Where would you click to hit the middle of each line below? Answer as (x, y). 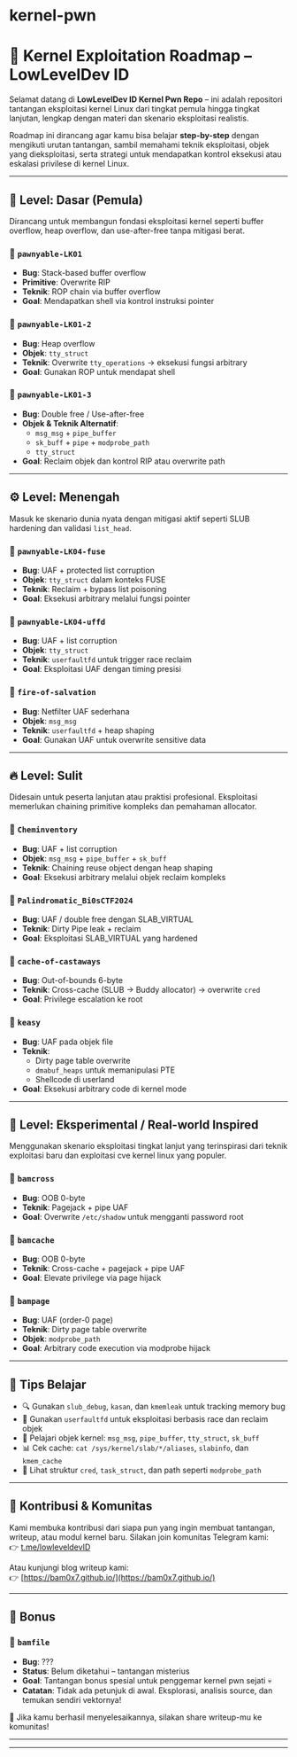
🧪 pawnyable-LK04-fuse (57, 551)
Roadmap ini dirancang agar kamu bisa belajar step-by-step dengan (134, 136)
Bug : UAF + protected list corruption (88, 570)
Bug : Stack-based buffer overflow (84, 273)
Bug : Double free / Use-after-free (83, 414)
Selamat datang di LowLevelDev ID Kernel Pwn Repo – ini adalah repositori (146, 99)
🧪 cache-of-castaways (55, 961)
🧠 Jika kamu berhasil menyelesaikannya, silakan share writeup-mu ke (136, 1717)
